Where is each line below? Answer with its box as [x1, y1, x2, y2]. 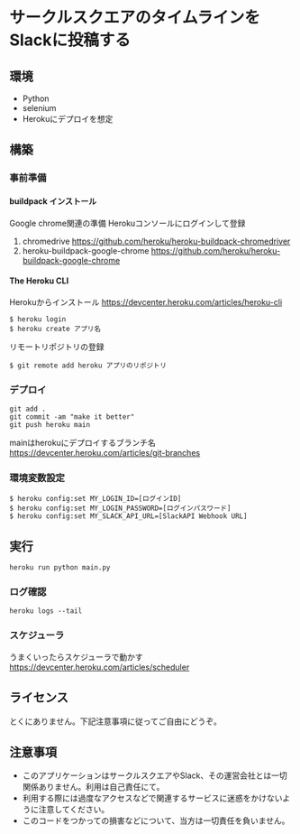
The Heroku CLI [9, 275, 69, 286]
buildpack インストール [9, 195, 97, 207]
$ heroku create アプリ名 [9, 324, 102, 333]
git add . [9, 404, 47, 414]
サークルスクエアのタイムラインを [9, 7, 261, 28]
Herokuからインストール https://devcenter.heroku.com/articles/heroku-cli [9, 296, 283, 307]
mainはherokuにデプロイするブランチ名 [9, 438, 156, 449]
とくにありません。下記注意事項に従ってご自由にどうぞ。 [9, 716, 223, 727]
